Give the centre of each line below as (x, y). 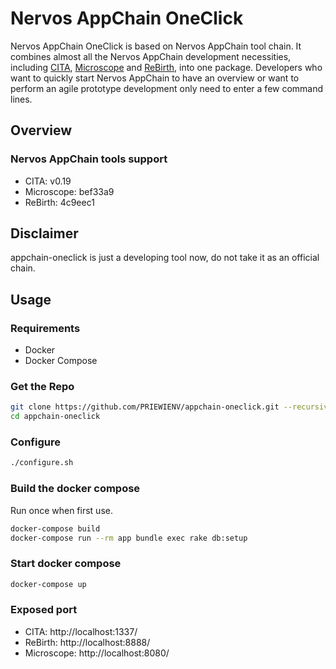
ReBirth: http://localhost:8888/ (87, 642)
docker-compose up (48, 584)
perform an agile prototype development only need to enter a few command (167, 88)
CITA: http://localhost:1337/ (81, 631)
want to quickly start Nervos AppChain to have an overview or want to (155, 78)
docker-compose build (55, 528)
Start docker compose (66, 564)
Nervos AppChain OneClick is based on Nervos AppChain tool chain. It (156, 46)
